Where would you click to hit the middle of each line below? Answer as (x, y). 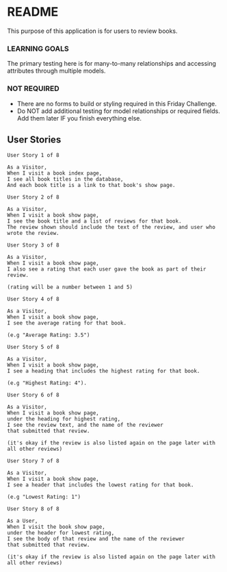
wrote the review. (33, 234)
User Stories (34, 139)
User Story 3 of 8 (33, 245)
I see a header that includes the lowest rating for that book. (101, 485)
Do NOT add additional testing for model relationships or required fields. (118, 111)
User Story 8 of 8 (33, 509)
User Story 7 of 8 (33, 461)
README (33, 12)
